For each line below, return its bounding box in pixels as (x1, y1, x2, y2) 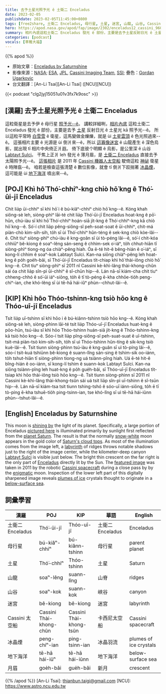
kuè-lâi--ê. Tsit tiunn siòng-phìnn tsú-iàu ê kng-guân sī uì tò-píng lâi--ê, (5, 345, 152, 350)
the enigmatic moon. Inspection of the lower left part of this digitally (5, 470, 143, 476)
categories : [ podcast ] (5, 35, 52, 40)
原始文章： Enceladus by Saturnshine (12, 63, 87, 69)
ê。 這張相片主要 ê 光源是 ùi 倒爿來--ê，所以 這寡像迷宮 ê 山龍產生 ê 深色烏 (5, 139, 159, 145)
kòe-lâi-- (140, 230, 159, 235)
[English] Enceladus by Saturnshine (5, 409, 118, 418)
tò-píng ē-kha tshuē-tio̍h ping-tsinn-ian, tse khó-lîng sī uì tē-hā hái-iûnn (5, 390, 152, 396)
